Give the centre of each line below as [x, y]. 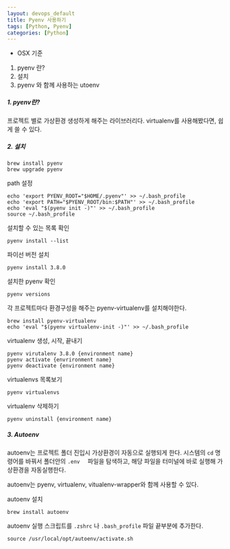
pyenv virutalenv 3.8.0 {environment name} [70, 354]
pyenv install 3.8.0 [37, 268]
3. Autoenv [23, 434]
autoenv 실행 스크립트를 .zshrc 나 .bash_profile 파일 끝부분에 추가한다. [105, 526]
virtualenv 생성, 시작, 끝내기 [45, 341]
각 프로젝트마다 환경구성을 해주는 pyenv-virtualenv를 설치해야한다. [97, 308]
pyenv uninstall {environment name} [59, 419]
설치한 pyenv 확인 [32, 281]
